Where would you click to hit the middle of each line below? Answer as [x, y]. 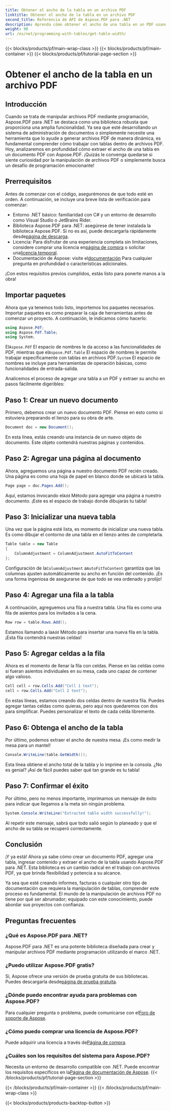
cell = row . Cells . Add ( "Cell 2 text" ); [46, 691]
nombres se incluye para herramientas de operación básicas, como [76, 363]
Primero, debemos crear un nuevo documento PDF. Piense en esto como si [84, 412]
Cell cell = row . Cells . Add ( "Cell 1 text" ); [52, 686]
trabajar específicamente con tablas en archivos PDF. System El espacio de [83, 358]
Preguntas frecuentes [41, 921]
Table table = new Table [32, 544]
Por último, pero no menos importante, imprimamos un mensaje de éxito [81, 798]
